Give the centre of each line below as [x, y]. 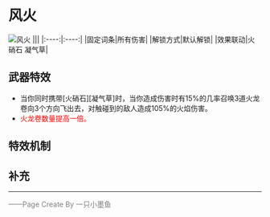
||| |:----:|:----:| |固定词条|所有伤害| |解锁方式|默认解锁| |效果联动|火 [143, 39]
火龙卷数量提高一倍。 [55, 118]
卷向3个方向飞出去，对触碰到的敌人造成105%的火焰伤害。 [116, 108]
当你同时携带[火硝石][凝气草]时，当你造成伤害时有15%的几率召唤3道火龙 [140, 98]
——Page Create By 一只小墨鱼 [60, 204]
